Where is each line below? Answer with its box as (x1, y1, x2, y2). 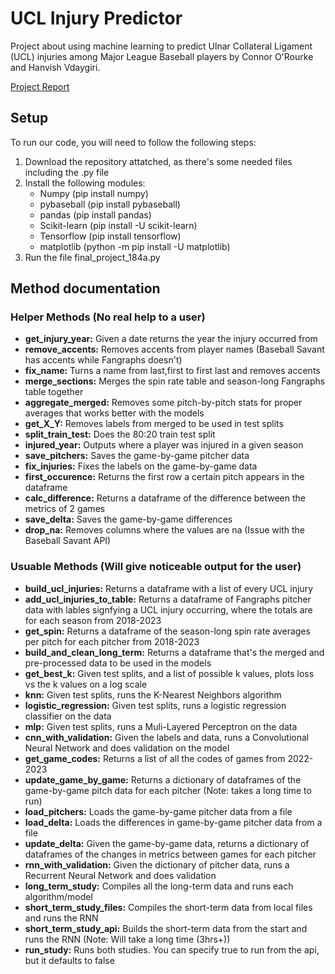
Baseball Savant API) (24, 535, 112, 547)
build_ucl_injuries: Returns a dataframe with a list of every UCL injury (24, 582, 314, 594)
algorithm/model (24, 890, 93, 902)
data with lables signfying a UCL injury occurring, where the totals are (24, 603, 313, 616)
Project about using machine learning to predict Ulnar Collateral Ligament (10, 40, 313, 52)
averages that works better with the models (24, 407, 205, 419)
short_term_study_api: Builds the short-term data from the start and (24, 922, 308, 934)
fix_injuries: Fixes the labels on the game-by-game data (24, 460, 258, 472)
